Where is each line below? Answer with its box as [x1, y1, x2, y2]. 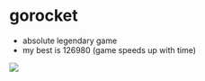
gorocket [9, 5, 78, 26]
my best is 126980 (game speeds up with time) [22, 44, 196, 55]
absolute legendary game [22, 35, 118, 46]
